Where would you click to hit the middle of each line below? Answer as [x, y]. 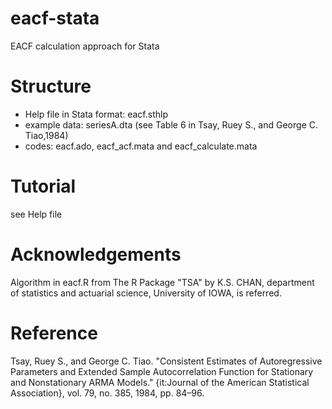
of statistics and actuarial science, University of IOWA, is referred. [146, 293]
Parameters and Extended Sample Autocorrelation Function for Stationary [162, 371]
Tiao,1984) [46, 135]
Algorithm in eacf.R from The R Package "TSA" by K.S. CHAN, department [162, 282]
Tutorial [43, 186]
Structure [51, 86]
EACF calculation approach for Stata [85, 46]
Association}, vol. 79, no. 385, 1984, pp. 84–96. [107, 393]
